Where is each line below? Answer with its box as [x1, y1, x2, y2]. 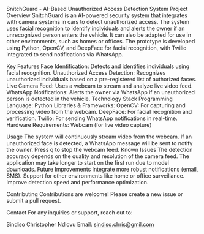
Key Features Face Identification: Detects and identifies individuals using [6, 62, 190, 70]
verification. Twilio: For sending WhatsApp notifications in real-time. [6, 115, 178, 122]
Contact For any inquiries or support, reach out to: [6, 209, 133, 216]
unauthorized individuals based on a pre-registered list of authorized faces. [6, 76, 197, 83]
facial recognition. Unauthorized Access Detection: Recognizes [6, 69, 166, 76]
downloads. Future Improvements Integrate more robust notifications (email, [6, 165, 198, 173]
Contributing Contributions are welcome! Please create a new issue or [6, 191, 183, 198]
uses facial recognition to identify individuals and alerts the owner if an [6, 25, 185, 32]
